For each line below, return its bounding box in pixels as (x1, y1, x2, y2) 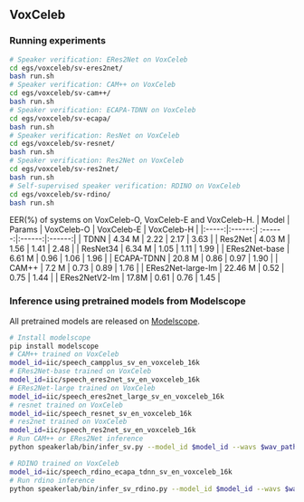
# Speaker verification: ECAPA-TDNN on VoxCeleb (9, 105, 196, 114)
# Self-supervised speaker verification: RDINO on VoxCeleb (9, 181, 242, 190)
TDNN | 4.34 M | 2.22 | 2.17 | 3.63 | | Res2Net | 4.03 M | (82, 234, 290, 245)
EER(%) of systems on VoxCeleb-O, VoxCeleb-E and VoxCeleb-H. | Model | (9, 215, 290, 226)
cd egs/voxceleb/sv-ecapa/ (9, 113, 111, 123)
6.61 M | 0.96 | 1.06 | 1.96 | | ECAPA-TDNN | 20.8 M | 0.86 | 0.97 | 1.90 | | (9, 253, 279, 264)
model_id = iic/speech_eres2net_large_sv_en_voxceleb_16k (9, 391, 224, 401)
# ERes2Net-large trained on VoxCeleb (9, 383, 156, 392)
